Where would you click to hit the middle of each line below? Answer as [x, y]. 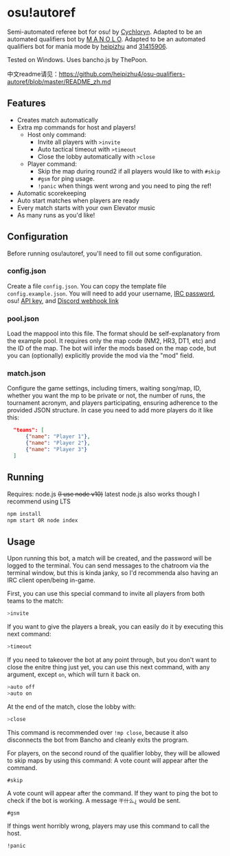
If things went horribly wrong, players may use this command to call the [108, 826]
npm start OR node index [43, 520]
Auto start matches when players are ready [78, 200]
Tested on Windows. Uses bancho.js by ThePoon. [78, 59]
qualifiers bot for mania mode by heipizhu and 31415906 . [88, 46]
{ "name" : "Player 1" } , [58, 437]
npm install [24, 514]
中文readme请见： [33, 74]
